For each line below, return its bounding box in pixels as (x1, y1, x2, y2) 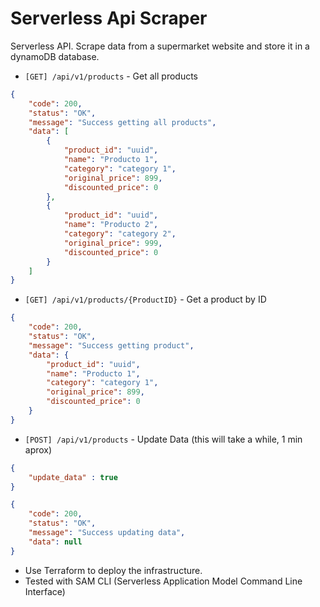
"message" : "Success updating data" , (28, 528, 186, 538)
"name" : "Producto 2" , (63, 220, 159, 230)
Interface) (24, 585, 66, 597)
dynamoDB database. (10, 50, 100, 62)
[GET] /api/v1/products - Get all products (24, 70, 199, 82)
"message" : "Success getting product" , (28, 340, 195, 351)
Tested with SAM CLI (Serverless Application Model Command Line (24, 575, 303, 587)
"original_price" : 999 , (63, 238, 163, 248)
